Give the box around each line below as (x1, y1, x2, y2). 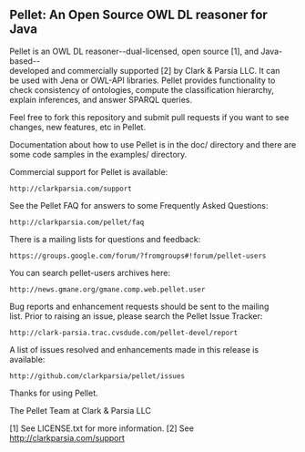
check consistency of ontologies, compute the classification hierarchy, (9, 84, 275, 95)
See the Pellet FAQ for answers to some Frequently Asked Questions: (9, 200, 269, 211)
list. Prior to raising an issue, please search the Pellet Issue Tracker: (9, 310, 263, 322)
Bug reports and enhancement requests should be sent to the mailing (9, 301, 269, 312)
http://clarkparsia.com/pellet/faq (9, 218, 145, 227)
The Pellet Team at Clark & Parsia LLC (9, 405, 152, 416)
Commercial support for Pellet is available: (9, 166, 168, 177)
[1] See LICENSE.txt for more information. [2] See (9, 423, 194, 434)
